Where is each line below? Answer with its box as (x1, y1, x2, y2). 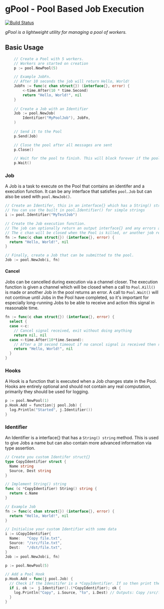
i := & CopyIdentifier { (5, 531, 51, 536)
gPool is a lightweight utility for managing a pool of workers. (5, 29, 127, 35)
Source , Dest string (9, 468, 51, 473)
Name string (9, 464, 34, 469)
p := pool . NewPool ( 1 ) (5, 398, 49, 403)
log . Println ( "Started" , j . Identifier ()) (9, 407, 93, 413)
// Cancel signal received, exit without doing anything (14, 328, 132, 333)
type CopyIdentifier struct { (5, 459, 67, 464)
